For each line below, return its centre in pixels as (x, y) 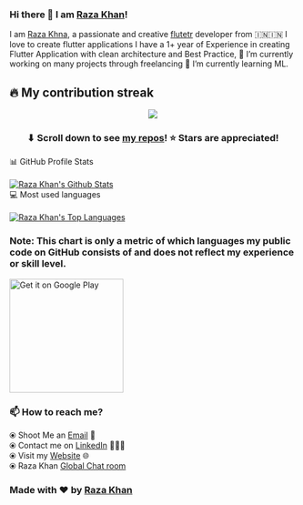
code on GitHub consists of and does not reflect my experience (152, 252)
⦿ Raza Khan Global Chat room (68, 466)
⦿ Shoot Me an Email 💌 (52, 435)
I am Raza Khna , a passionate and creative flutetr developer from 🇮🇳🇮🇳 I (149, 35)
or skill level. (38, 264)
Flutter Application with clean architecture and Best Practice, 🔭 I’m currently (151, 55)
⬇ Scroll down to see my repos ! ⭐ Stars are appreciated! (153, 138)
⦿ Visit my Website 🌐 (49, 455)
